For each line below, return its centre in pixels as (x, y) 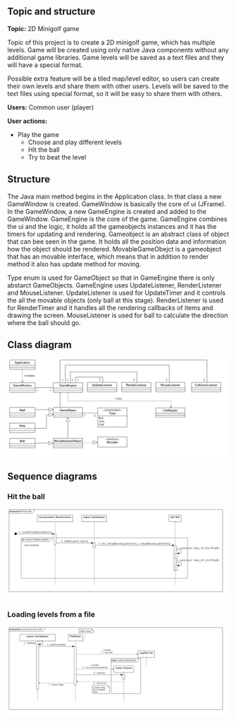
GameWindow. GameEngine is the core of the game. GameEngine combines (117, 219)
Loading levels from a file (51, 614)
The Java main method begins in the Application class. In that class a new (114, 196)
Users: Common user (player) (51, 107)
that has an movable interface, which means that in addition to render (108, 256)
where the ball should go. (44, 322)
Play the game (38, 134)
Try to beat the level (57, 157)
